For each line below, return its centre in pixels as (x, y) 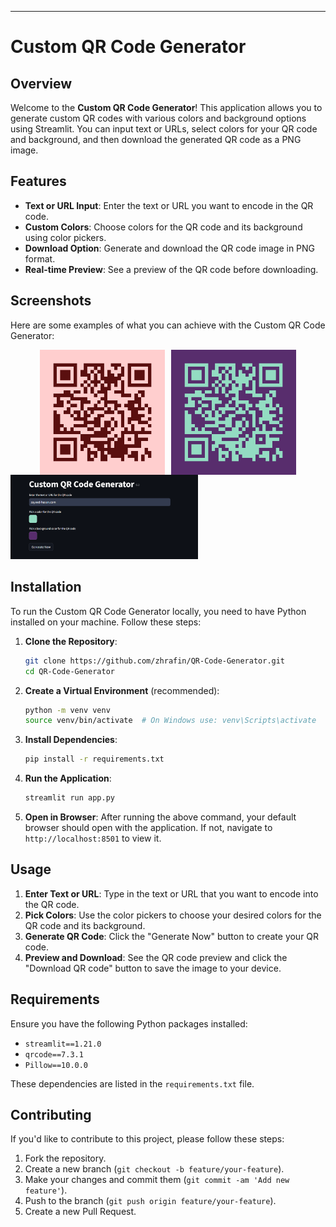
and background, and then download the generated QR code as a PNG (156, 139)
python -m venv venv (67, 710)
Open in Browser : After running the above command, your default (160, 817)
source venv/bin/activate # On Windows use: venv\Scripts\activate (170, 721)
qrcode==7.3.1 (54, 1054)
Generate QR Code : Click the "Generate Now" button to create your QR (172, 936)
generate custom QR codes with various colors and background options (158, 118)
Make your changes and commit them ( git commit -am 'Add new (157, 1180)
